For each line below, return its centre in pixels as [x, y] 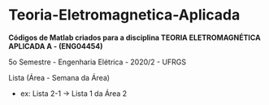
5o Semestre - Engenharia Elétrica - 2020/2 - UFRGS [98, 62]
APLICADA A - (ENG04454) [56, 46]
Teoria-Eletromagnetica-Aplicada [124, 15]
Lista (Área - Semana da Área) [59, 77]
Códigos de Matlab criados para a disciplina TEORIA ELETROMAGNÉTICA [135, 37]
